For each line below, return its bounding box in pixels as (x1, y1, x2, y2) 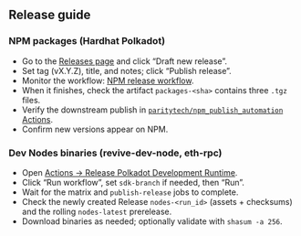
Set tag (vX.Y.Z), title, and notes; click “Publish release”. (21, 65, 232, 76)
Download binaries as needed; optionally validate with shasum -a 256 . (21, 215, 284, 227)
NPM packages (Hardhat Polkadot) (8, 35, 166, 48)
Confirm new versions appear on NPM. (21, 123, 169, 134)
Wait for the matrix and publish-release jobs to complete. (21, 187, 239, 198)
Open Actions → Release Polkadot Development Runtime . (21, 166, 238, 177)
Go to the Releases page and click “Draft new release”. (21, 55, 227, 67)
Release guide (8, 7, 91, 23)
